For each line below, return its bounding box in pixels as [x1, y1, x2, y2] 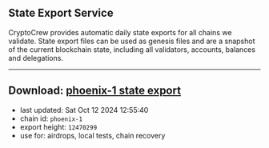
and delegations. [8, 53, 64, 62]
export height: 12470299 [19, 122, 98, 131]
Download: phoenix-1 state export [8, 84, 182, 98]
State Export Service [8, 6, 114, 20]
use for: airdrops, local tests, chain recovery [19, 130, 166, 140]
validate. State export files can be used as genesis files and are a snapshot [8, 36, 255, 46]
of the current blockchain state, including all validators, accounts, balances [8, 44, 256, 54]
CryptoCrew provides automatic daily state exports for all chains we [8, 27, 232, 37]
